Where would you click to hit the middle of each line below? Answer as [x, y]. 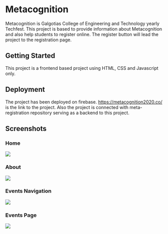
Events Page [21, 215]
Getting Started [30, 56]
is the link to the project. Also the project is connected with [67, 107]
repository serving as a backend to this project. [80, 113]
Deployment [25, 89]
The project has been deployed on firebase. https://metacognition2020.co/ [84, 102]
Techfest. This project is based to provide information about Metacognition [84, 29]
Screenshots [26, 128]
